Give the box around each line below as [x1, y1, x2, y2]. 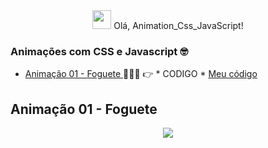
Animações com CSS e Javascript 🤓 [10, 44, 189, 58]
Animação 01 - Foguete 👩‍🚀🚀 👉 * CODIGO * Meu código [24, 68, 258, 80]
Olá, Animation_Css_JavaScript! [113, 20, 244, 31]
